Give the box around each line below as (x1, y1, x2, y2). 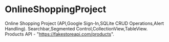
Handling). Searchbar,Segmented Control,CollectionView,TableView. (5, 25, 148, 31)
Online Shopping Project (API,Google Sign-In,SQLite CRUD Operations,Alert (5, 20, 164, 26)
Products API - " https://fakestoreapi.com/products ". (5, 31, 115, 37)
